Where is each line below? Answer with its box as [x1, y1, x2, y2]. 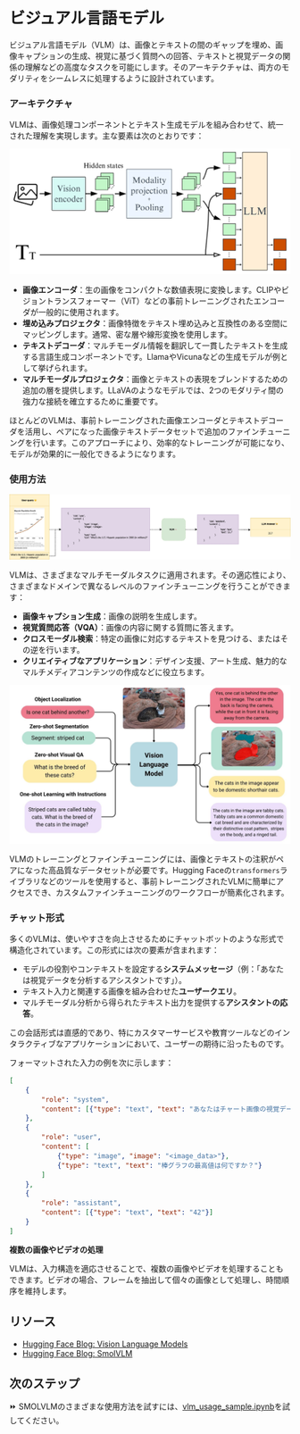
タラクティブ [9, 1038, 56, 1049]
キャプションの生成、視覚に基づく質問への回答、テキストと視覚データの [16, 50, 283, 61]
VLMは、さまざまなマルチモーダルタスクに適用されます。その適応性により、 [9, 570, 291, 580]
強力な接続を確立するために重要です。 [21, 396, 163, 407]
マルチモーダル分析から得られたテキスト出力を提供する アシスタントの [21, 996, 280, 1007]
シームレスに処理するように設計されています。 [47, 72, 219, 83]
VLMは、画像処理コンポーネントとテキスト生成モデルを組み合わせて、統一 [9, 120, 284, 130]
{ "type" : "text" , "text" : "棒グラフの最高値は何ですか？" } [56, 1161, 262, 1170]
